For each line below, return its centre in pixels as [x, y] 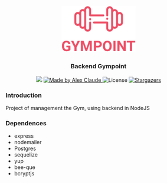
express [24, 136]
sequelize [26, 155]
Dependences [26, 123]
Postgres [25, 149]
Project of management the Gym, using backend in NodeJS [78, 108]
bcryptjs [24, 174]
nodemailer [28, 142]
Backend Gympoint [99, 66]
